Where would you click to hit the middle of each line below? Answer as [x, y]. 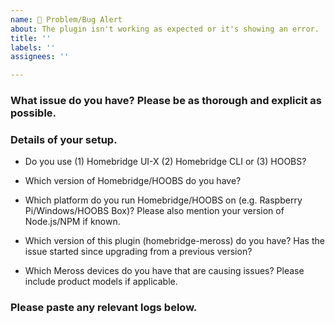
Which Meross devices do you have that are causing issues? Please [164, 271]
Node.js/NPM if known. [72, 222]
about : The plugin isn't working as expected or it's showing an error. [165, 29]
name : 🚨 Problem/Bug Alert [66, 19]
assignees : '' [40, 57]
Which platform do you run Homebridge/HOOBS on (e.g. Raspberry [163, 200]
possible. [33, 113]
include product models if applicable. [101, 282]
